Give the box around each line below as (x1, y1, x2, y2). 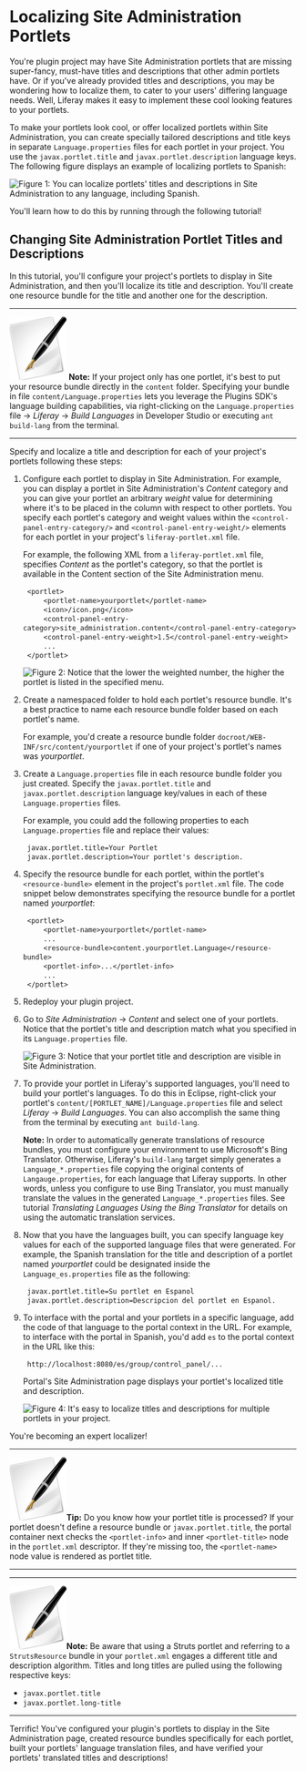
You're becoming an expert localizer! (9, 1430, 148, 1441)
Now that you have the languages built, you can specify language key (22, 1229, 284, 1240)
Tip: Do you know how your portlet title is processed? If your (66, 1511, 294, 1522)
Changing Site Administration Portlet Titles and (9, 232, 283, 248)
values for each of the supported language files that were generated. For (22, 1239, 296, 1250)
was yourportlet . (22, 750, 85, 762)
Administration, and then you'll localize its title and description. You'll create (9, 280, 294, 291)
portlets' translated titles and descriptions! (9, 1752, 168, 1763)
